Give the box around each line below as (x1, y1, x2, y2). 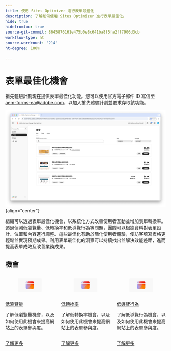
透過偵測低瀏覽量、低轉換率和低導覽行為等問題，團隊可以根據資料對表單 (5, 225, 157, 231)
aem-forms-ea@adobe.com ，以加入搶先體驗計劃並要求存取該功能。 (5, 99, 149, 105)
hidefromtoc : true (5, 24, 44, 29)
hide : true (5, 19, 28, 24)
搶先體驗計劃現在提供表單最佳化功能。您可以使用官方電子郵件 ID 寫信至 (5, 93, 155, 99)
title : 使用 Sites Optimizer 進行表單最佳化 (5, 8, 94, 13)
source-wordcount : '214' (5, 41, 58, 46)
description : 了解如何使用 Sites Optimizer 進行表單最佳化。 (5, 13, 127, 19)
